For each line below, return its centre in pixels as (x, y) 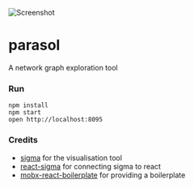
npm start (25, 113)
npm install (28, 105)
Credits (23, 140)
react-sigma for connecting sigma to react (91, 166)
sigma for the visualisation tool (71, 157)
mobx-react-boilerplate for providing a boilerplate (103, 175)
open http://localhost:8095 (56, 120)
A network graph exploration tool (63, 67)
